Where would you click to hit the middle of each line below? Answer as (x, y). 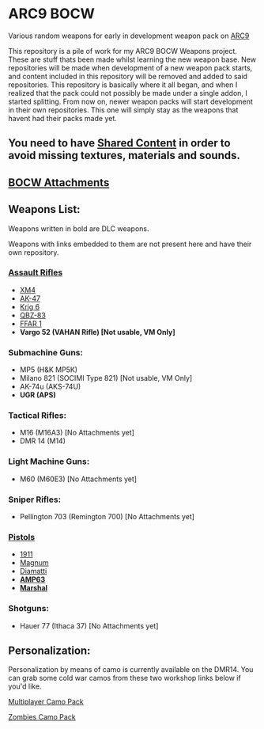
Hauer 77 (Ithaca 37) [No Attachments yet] (89, 625)
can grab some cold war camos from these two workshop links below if (124, 678)
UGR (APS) (38, 395)
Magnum (34, 563)
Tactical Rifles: (38, 416)
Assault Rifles (36, 272)
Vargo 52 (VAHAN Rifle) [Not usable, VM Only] (97, 332)
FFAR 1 (30, 323)
